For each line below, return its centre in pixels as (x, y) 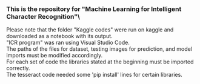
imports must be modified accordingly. (55, 56)
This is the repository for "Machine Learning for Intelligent (94, 9)
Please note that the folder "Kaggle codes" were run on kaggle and (90, 30)
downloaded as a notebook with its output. (60, 36)
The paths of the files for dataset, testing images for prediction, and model (99, 49)
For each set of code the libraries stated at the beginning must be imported (100, 62)
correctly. (18, 68)
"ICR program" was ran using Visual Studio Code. (68, 43)
